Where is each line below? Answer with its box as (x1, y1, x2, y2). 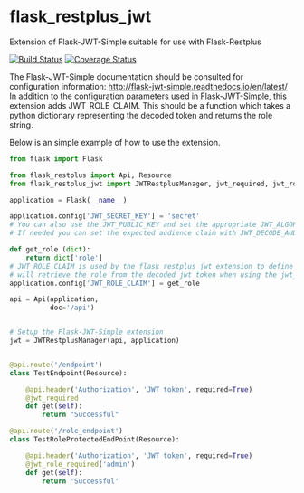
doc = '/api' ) (49, 303, 95, 313)
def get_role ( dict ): (9, 245, 91, 254)
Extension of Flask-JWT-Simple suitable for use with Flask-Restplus (9, 36, 262, 47)
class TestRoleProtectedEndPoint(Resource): (9, 435, 180, 444)
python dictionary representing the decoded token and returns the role (9, 109, 273, 120)
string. (9, 119, 33, 130)
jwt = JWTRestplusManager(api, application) (9, 337, 180, 346)
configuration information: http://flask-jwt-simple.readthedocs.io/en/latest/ (9, 81, 288, 91)
